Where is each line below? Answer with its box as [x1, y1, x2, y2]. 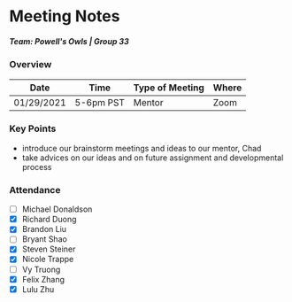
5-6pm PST [74, 96, 126, 108]
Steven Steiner [21, 244, 76, 254]
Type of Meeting [133, 81, 205, 94]
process [21, 161, 52, 172]
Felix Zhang [21, 274, 65, 284]
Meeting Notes [9, 6, 120, 27]
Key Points [9, 122, 57, 135]
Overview [9, 58, 52, 71]
